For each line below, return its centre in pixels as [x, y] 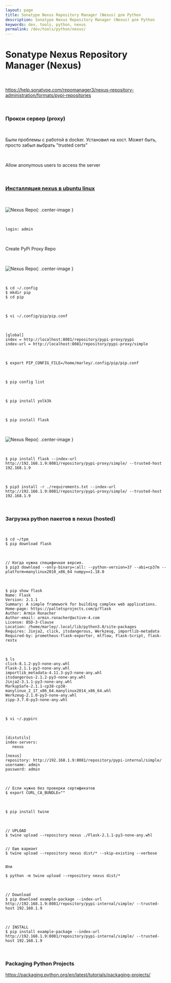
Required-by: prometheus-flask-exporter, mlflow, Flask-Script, [75, 636]
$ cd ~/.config [22, 288]
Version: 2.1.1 [22, 600]
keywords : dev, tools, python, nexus [46, 24]
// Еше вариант [22, 849]
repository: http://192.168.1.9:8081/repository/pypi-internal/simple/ [83, 760]
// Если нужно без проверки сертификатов [50, 788]
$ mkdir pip [18, 292]
